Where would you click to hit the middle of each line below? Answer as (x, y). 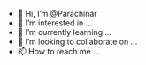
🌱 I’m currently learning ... (65, 32)
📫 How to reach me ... (58, 51)
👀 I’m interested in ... (55, 23)
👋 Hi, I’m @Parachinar (57, 14)
